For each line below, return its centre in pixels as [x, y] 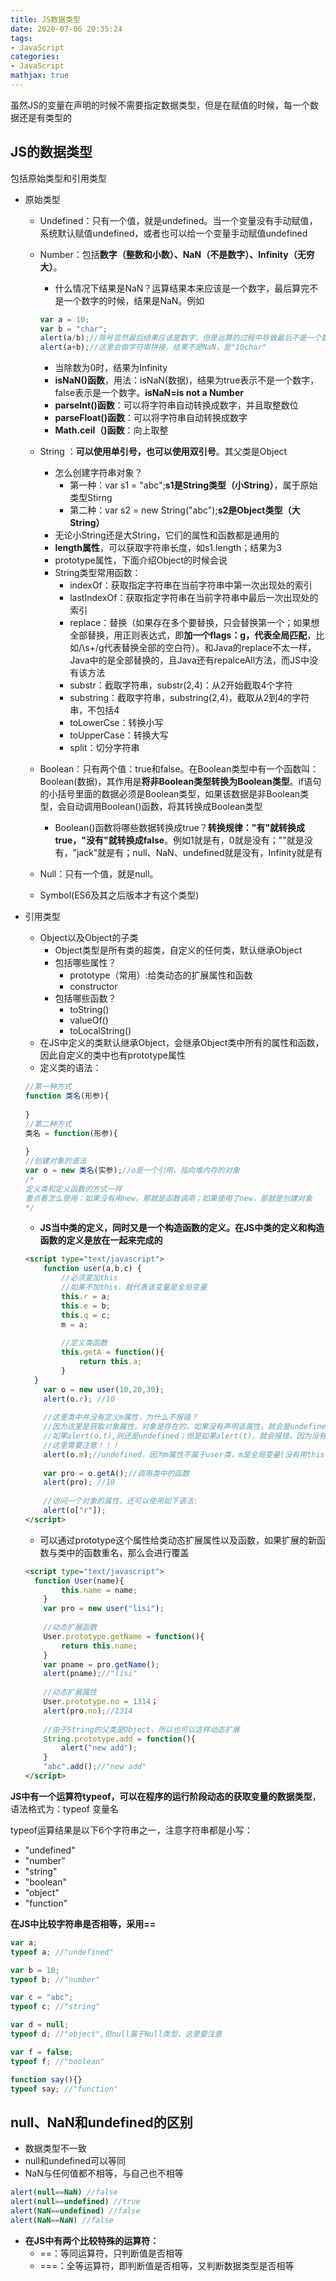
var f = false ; [42, 2052]
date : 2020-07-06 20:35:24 [66, 29]
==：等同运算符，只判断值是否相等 [111, 2253]
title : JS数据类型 [46, 19]
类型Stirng [91, 498]
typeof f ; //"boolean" [57, 2061]
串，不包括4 [94, 710]
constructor [93, 987]
